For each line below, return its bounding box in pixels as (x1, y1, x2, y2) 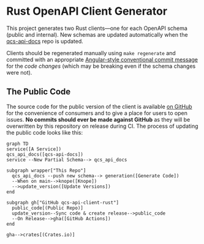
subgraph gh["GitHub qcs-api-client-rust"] (6, 199, 119, 205)
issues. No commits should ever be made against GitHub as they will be (6, 116, 191, 123)
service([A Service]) (6, 146, 62, 152)
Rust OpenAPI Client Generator (6, 4, 167, 18)
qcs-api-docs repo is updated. (6, 37, 84, 45)
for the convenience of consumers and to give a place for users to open (6, 109, 188, 117)
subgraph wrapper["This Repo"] (6, 167, 86, 174)
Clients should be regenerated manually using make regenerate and (6, 49, 176, 56)
